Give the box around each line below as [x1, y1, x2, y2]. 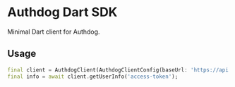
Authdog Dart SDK [7, 4, 118, 20]
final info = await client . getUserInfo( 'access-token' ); [7, 73, 179, 80]
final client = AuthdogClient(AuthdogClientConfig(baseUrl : [7, 66, 188, 74]
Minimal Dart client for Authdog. [7, 27, 100, 36]
